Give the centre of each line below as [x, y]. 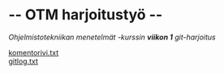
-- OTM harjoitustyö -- [86, 15]
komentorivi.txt [34, 52]
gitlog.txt [24, 61]
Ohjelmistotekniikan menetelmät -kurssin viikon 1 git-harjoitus [112, 37]
